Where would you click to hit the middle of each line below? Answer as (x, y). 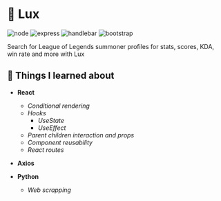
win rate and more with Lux (46, 54)
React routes (46, 150)
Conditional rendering (58, 106)
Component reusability (60, 142)
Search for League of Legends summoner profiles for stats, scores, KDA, (111, 46)
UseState (51, 120)
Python (28, 176)
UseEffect (52, 128)
